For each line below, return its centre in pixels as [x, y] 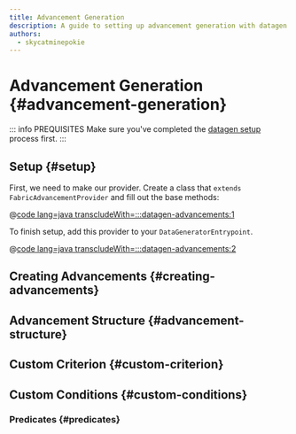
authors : [25, 34]
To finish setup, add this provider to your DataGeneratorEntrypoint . [131, 232]
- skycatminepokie [51, 42]
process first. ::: [38, 139]
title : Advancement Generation [67, 17]
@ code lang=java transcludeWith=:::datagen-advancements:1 [122, 214]
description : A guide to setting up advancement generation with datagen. [150, 26]
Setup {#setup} [53, 166]
